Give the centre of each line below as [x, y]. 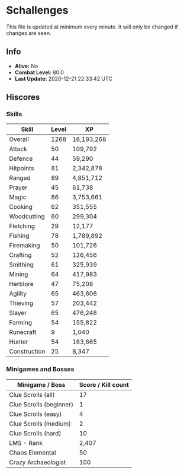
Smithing [21, 265]
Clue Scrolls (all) [32, 395]
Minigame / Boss [41, 384]
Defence [21, 159]
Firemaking [25, 246]
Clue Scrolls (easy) [35, 414]
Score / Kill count [104, 384]
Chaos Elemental [33, 453]
